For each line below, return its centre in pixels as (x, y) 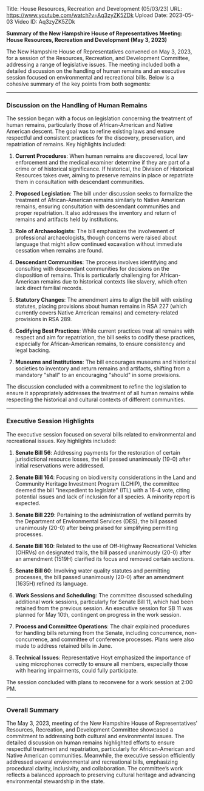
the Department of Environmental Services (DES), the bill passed (96, 521)
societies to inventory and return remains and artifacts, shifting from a (102, 368)
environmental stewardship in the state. (56, 781)
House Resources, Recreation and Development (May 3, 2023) (87, 40)
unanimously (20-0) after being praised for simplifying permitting (96, 528)
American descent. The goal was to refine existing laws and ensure (90, 131)
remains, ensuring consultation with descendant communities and (97, 206)
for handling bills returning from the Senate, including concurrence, (99, 633)
